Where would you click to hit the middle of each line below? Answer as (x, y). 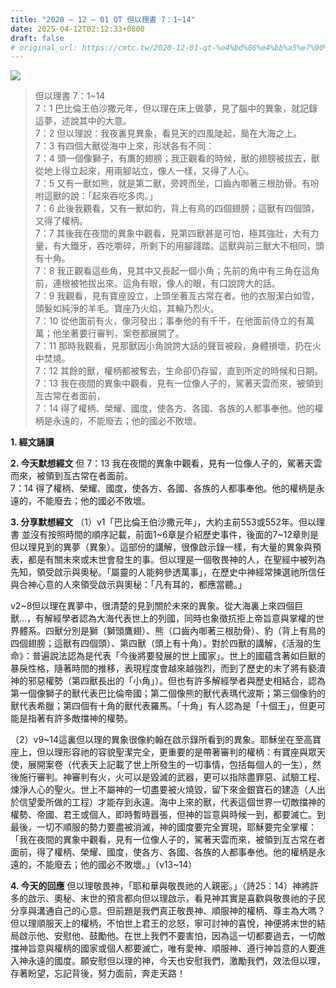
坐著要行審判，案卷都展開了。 (123, 333)
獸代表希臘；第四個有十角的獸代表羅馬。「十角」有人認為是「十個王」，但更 (163, 706)
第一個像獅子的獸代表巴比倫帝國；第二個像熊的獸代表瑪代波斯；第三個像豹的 (168, 693)
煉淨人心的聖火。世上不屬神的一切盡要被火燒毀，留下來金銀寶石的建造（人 (163, 790)
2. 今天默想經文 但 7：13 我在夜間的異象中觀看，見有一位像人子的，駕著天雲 (166, 463)
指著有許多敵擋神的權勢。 (80, 718)
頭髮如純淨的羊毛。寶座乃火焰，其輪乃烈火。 (127, 308)
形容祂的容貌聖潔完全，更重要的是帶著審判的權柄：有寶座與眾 (189, 752)
